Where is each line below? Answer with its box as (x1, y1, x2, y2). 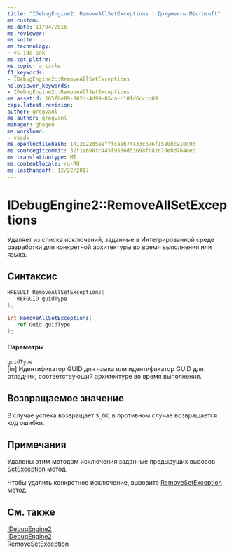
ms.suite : (7, 36, 36, 44)
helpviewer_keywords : (7, 82, 71, 89)
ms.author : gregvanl (7, 114, 68, 121)
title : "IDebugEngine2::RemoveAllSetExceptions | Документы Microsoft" (7, 10, 221, 18)
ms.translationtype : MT (7, 154, 77, 161)
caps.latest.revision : (7, 102, 74, 109)
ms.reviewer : (7, 29, 46, 37)
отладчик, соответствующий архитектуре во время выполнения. (7, 372, 202, 380)
